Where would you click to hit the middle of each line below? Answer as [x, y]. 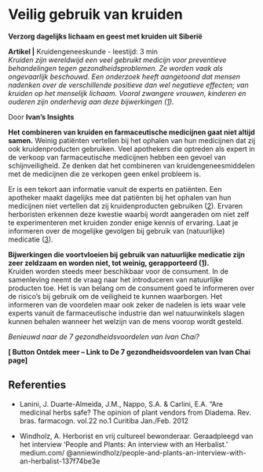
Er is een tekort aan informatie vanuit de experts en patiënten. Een [115, 189]
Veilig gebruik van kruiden [95, 15]
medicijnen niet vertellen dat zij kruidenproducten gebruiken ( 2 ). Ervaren [126, 205]
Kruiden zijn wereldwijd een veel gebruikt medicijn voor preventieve [117, 60]
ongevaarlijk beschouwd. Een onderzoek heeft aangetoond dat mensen [124, 76]
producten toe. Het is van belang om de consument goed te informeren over [131, 288]
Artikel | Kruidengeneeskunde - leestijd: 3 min [83, 51]
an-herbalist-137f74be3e [60, 461]
